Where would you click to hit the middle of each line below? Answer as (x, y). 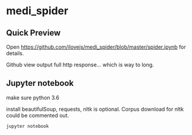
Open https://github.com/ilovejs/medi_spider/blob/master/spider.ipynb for (96, 47)
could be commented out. (38, 115)
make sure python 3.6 (33, 97)
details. (15, 53)
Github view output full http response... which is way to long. (80, 65)
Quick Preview (33, 33)
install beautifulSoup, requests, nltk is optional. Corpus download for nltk (95, 109)
